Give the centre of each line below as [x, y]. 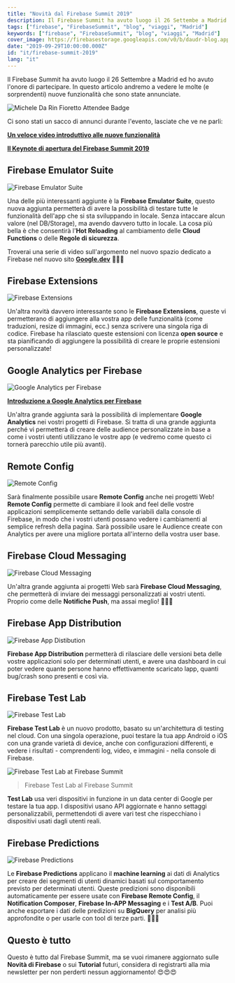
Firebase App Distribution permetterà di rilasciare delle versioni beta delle [115, 654]
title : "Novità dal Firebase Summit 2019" [70, 14]
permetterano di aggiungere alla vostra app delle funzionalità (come [105, 319]
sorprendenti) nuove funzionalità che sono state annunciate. [94, 94]
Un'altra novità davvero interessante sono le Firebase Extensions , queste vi [117, 312]
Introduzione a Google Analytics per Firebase [74, 401]
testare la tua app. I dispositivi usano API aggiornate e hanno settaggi [107, 807]
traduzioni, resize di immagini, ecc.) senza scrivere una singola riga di [108, 326]
